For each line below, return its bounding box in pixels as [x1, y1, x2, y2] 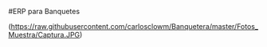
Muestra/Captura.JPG [8, 31, 80, 39]
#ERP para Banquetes [8, 7, 80, 16]
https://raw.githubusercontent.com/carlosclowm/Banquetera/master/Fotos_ [10, 22, 259, 31]
